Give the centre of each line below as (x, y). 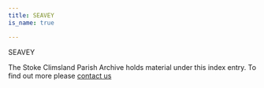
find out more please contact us (60, 75)
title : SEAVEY (32, 15)
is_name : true (32, 23)
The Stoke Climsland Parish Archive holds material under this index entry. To (132, 67)
